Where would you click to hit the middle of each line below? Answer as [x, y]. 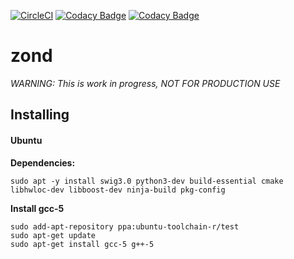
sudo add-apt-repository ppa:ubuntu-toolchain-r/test [125, 226]
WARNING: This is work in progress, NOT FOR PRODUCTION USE [145, 83]
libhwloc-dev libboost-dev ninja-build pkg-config [118, 190]
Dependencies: [43, 162]
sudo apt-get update [53, 235]
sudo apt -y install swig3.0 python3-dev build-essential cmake [147, 181]
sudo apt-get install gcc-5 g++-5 [82, 244]
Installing [40, 115]
